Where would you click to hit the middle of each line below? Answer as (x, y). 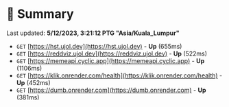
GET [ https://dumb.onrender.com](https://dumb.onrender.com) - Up (111, 90)
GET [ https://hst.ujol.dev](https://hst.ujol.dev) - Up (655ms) (99, 46)
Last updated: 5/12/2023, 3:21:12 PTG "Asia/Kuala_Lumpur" (93, 33)
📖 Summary (40, 14)
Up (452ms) (33, 82)
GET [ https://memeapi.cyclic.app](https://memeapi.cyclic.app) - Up (110, 60)
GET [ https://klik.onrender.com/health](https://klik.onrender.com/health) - (119, 75)
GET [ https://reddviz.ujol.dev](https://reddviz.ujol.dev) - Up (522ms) (111, 53)
